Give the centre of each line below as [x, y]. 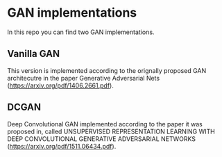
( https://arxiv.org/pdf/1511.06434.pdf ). [62, 146]
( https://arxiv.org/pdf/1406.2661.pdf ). [61, 85]
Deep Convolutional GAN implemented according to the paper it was [105, 124]
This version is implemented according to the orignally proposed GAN [107, 70]
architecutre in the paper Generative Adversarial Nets [84, 78]
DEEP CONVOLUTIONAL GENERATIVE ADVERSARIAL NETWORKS [102, 139]
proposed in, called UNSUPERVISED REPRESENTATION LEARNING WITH [111, 131]
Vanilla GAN [34, 54]
